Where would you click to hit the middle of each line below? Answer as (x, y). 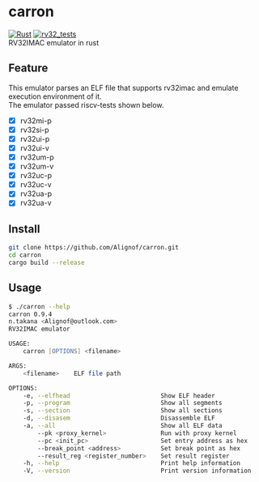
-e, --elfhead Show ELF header (119, 395)
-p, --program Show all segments (123, 403)
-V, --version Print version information (137, 471)
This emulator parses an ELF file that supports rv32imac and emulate (123, 87)
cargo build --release (47, 262)
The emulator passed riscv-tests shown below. (86, 105)
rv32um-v (37, 166)
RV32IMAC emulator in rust (54, 42)
